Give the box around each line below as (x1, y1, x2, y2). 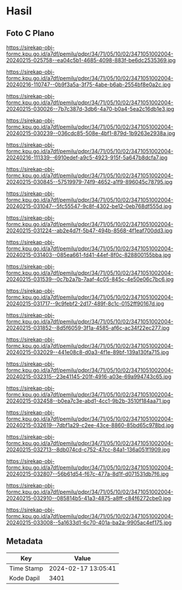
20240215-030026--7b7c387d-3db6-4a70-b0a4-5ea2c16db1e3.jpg (6, 105, 175, 112)
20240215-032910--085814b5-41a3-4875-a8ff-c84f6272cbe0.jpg (6, 495, 171, 501)
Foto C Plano (6, 28, 54, 38)
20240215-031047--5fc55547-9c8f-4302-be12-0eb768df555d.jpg (6, 202, 172, 210)
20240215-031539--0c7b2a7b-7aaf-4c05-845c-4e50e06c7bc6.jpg (6, 276, 174, 283)
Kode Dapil (9, 574, 40, 582)
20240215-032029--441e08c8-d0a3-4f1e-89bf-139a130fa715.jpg (6, 349, 169, 356)
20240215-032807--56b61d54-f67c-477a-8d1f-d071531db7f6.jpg (6, 470, 169, 477)
